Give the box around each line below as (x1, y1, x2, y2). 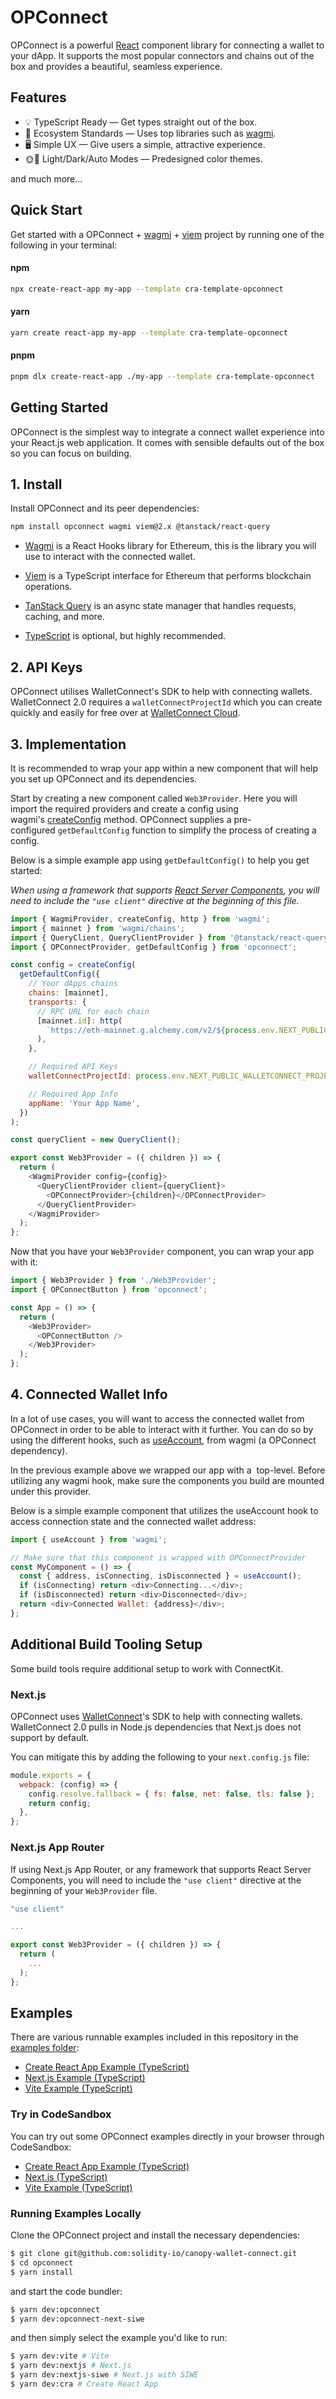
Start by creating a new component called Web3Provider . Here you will (10, 792, 298, 804)
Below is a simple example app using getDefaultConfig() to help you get (10, 854, 310, 866)
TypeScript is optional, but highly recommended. (24, 630, 227, 642)
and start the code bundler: (10, 2285, 123, 2297)
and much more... (10, 172, 83, 185)
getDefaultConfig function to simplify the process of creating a (57, 824, 317, 836)
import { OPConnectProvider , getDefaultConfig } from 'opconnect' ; (10, 942, 298, 952)
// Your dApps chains (28, 979, 118, 989)
